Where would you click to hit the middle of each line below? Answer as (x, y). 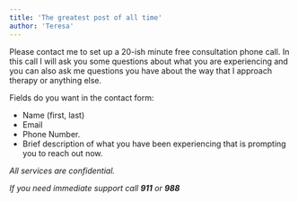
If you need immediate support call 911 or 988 (95, 188)
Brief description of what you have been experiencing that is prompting (154, 144)
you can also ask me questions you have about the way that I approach (140, 70)
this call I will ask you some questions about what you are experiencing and (149, 61)
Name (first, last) (53, 115)
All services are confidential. (62, 171)
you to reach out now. (62, 153)
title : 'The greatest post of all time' (86, 18)
